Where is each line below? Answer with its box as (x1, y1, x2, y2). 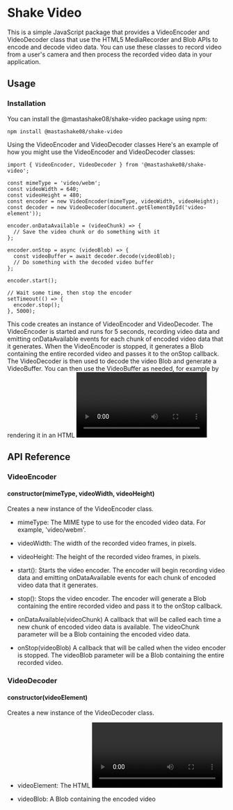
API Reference (7, 451, 71, 463)
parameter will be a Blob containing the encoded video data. (17, 630, 191, 639)
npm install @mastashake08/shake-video (7, 128, 123, 135)
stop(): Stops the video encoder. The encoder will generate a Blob (17, 595, 207, 603)
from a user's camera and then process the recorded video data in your (7, 50, 212, 59)
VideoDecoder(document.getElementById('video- (69, 204, 207, 211)
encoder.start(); (7, 277, 58, 284)
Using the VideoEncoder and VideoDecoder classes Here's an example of (7, 140, 219, 148)
